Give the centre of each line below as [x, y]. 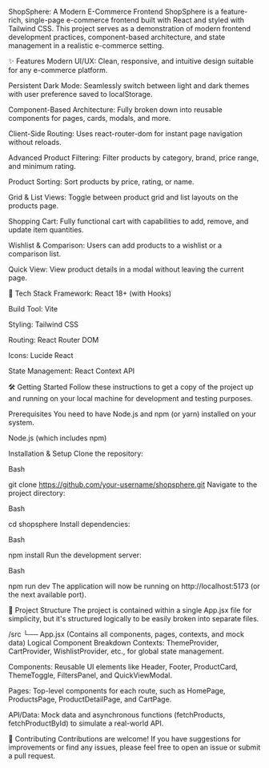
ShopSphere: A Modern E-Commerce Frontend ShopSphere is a [114, 12]
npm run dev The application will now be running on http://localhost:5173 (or [134, 586]
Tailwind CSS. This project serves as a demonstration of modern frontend [129, 28]
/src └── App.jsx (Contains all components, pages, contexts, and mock [126, 634]
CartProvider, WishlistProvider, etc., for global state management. [116, 651]
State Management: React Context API [72, 371]
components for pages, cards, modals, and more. [90, 118]
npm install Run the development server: [75, 555]
